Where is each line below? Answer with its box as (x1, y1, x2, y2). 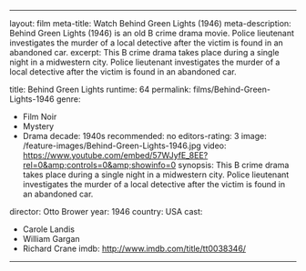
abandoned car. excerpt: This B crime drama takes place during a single (9, 47, 280, 57)
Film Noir (22, 111, 57, 122)
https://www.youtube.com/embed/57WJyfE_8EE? (22, 150, 209, 160)
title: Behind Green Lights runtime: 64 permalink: (9, 84, 191, 95)
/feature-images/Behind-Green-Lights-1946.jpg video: (22, 140, 227, 151)
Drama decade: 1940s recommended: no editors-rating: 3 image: (22, 131, 267, 141)
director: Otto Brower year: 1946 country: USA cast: (9, 206, 203, 216)
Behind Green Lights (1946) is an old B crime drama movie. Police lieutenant (9, 28, 294, 38)
